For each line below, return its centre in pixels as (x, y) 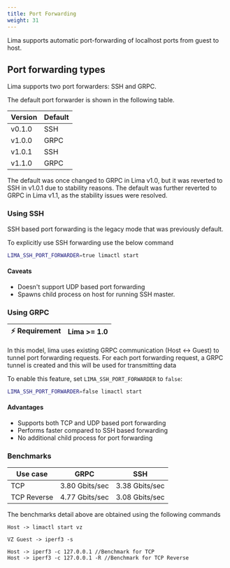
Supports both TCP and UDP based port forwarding (92, 423)
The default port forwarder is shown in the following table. (91, 100)
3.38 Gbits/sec (140, 486)
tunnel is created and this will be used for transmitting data (92, 365)
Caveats (20, 271)
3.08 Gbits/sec (140, 497)
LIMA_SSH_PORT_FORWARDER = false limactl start (74, 392)
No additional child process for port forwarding (85, 438)
